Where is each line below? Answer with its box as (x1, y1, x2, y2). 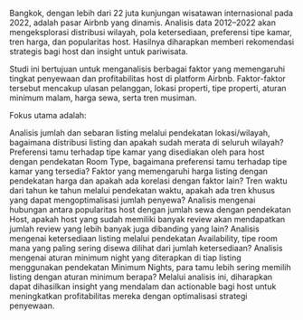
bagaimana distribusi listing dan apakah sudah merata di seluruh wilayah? (9, 137, 284, 147)
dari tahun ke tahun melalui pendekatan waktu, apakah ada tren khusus (9, 185, 276, 195)
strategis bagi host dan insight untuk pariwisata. (9, 46, 188, 57)
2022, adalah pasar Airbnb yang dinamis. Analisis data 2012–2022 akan (9, 17, 276, 28)
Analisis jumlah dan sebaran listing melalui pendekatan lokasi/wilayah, (9, 127, 270, 138)
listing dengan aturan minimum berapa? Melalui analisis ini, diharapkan (9, 271, 273, 282)
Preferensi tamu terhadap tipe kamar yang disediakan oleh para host (9, 146, 265, 157)
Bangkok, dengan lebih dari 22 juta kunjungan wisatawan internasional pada (9, 8, 294, 18)
